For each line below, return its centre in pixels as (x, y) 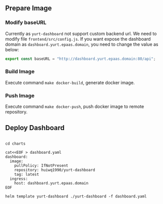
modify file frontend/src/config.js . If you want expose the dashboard (78, 39)
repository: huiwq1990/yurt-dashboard (55, 170)
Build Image (20, 71)
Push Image (20, 95)
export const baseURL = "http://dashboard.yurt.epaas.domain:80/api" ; (80, 59)
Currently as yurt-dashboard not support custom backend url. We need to (81, 33)
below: (12, 49)
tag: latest (27, 174)
